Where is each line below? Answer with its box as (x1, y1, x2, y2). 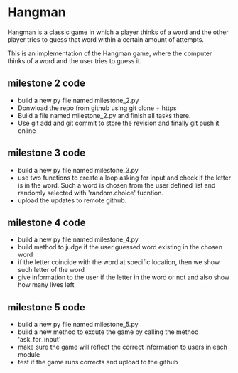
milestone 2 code (7, 77, 85, 90)
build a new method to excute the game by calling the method (17, 328, 199, 336)
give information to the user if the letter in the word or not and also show (17, 273, 230, 281)
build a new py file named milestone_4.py (17, 235, 139, 244)
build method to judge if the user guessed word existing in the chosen (17, 243, 223, 252)
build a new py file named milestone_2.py (17, 96, 139, 104)
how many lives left (17, 281, 75, 289)
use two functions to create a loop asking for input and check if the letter (17, 173, 232, 182)
